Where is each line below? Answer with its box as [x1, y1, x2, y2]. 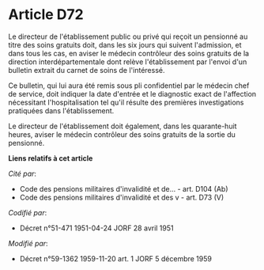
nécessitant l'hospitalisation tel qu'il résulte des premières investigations [8, 97, 244, 107]
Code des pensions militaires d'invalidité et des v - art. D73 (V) [19, 192, 224, 202]
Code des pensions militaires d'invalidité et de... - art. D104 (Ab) [19, 184, 228, 193]
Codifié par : [8, 207, 47, 217]
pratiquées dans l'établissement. [8, 105, 115, 116]
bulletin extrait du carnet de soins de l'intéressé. [8, 65, 165, 74]
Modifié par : [8, 238, 49, 248]
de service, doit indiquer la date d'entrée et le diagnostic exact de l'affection [8, 89, 257, 98]
